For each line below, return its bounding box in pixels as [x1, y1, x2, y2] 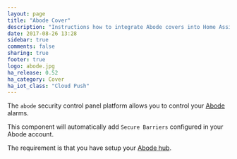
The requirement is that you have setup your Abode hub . [7, 144, 171, 152]
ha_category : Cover [7, 75, 65, 83]
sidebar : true [7, 37, 49, 44]
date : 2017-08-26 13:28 [7, 30, 78, 37]
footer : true [7, 56, 46, 63]
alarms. [7, 109, 30, 117]
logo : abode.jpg [7, 63, 55, 70]
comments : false [7, 43, 55, 50]
